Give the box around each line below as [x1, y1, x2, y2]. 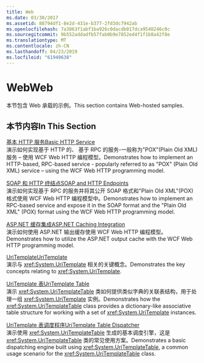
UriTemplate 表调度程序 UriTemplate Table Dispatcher [6, 322, 140, 329]
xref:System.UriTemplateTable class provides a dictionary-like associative [6, 303, 191, 310]
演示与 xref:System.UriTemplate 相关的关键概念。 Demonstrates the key [6, 261, 186, 268]
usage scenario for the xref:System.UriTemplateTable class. [6, 350, 157, 358]
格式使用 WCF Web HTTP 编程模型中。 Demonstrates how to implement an [6, 195, 193, 202]
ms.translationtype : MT [6, 37, 67, 43]
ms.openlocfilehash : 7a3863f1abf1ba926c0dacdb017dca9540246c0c [6, 26, 171, 32]
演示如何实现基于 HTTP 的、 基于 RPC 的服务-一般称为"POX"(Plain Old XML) [6, 146, 198, 153]
